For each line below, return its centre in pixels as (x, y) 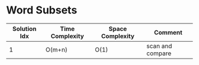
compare (159, 53)
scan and (159, 46)
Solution (25, 29)
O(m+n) (57, 49)
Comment (168, 32)
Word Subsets (42, 10)
